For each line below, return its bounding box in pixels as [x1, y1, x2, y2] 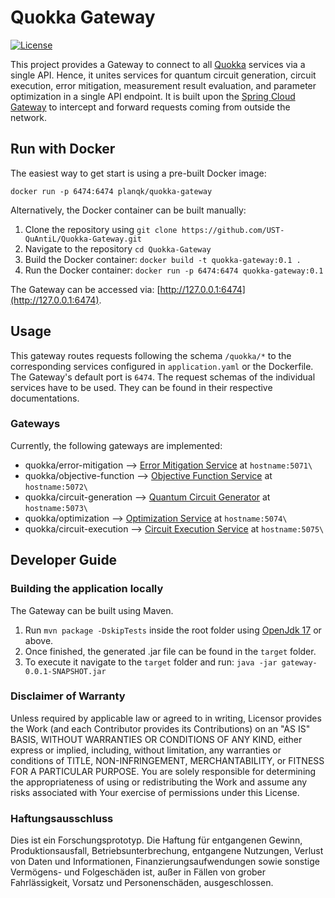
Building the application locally [10, 582, 164, 596]
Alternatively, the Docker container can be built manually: [10, 204, 247, 216]
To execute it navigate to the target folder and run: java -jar [24, 656, 278, 668]
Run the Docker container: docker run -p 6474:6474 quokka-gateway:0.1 [24, 264, 324, 276]
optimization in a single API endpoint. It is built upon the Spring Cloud [10, 90, 296, 102]
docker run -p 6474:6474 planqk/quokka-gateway [10, 186, 213, 196]
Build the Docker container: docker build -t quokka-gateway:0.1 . [24, 253, 302, 265]
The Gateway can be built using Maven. [10, 604, 174, 616]
